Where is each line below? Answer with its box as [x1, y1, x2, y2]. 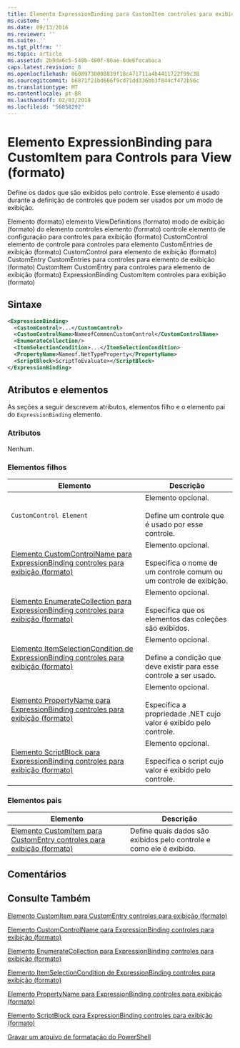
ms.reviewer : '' [7, 30, 56, 38]
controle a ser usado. [145, 671, 216, 681]
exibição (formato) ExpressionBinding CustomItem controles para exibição [7, 270, 226, 279]
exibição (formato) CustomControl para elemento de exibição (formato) [7, 247, 217, 256]
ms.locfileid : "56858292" [7, 104, 84, 111]
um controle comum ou [145, 567, 223, 577]
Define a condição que [145, 653, 221, 663]
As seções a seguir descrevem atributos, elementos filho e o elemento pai [7, 403, 226, 411]
